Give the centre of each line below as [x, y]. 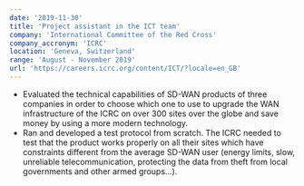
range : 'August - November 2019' [73, 60]
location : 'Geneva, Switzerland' [73, 52]
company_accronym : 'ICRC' [58, 43]
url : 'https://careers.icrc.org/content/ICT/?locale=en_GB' [126, 69]
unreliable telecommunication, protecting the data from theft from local [155, 162]
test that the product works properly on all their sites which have [143, 142]
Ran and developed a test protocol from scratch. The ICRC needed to [152, 132]
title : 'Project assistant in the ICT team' [95, 26]
